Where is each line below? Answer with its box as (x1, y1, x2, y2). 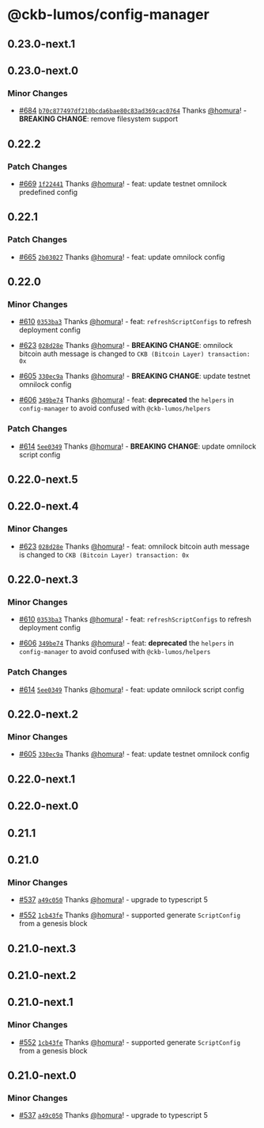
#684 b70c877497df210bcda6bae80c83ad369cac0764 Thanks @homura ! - (18, 105, 247, 116)
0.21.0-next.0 (7, 1069, 77, 1083)
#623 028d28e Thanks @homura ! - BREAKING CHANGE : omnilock (18, 341, 233, 350)
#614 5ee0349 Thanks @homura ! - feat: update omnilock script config (18, 684, 244, 694)
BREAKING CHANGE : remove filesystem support (18, 114, 179, 124)
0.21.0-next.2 (7, 969, 77, 982)
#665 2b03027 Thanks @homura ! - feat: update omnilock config (18, 252, 225, 262)
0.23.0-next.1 (7, 37, 76, 51)
